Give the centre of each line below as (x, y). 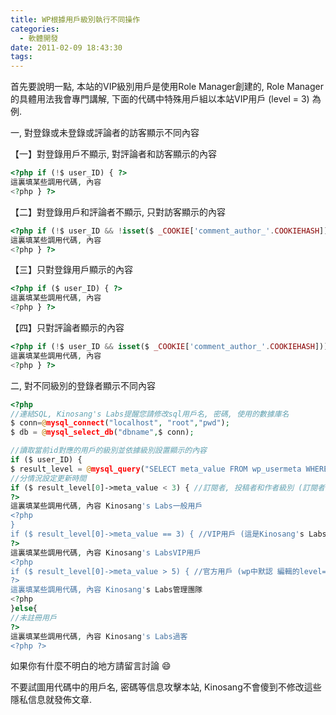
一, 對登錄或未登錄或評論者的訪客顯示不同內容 (105, 133)
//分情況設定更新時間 (48, 478)
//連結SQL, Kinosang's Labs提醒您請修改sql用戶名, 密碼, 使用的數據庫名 (150, 414)
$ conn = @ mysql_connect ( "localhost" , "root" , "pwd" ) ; (120, 423)
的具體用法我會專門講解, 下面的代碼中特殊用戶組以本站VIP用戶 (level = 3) (160, 99)
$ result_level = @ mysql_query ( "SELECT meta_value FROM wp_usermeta (156, 469)
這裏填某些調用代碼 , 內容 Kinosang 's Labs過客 (99, 636)
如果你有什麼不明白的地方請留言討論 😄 (91, 666)
